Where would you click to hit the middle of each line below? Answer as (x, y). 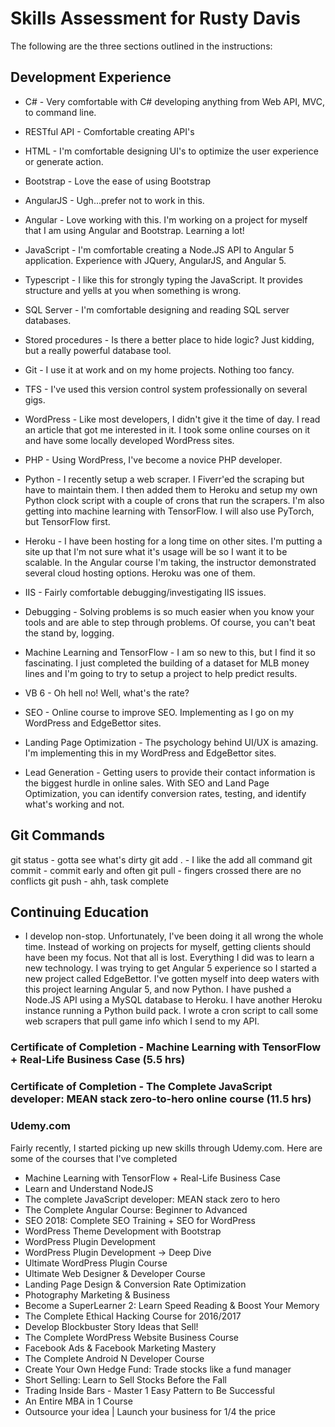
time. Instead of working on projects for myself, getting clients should (168, 947)
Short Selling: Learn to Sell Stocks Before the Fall (125, 1379)
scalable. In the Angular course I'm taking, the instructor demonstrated (170, 562)
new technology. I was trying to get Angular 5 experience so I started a (170, 968)
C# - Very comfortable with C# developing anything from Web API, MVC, (174, 101)
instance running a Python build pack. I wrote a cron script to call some (171, 1011)
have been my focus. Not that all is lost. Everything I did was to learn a (169, 958)
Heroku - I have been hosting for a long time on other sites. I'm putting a (173, 541)
